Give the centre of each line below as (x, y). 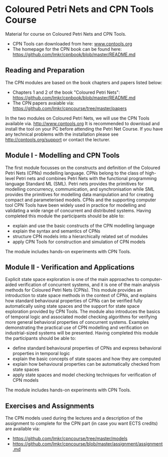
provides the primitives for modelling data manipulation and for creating (79, 194)
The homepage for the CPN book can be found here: (67, 49)
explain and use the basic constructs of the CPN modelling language (83, 225)
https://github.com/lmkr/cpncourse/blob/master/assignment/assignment (88, 444)
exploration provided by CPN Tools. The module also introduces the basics (83, 312)
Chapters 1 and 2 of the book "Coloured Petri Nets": (66, 92)
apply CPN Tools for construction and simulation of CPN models (79, 242)
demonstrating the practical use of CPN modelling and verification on (77, 328)
